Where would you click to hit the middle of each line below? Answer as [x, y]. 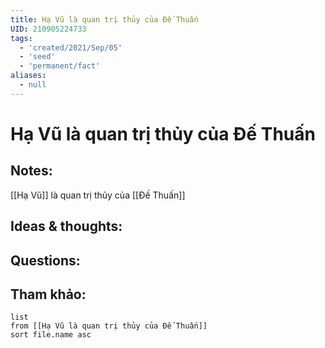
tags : [21, 38]
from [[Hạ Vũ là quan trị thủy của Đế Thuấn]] [109, 326]
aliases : [28, 76]
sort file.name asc [51, 335]
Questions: [45, 260]
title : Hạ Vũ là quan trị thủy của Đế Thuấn [104, 19]
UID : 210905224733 [48, 29]
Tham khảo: [48, 294]
